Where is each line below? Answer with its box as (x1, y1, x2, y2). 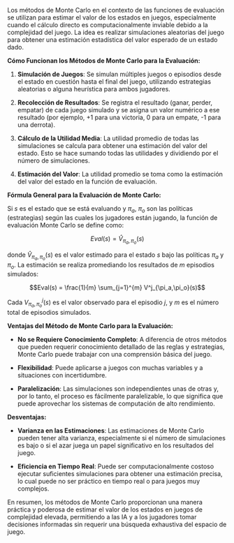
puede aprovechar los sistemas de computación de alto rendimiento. (17, 399, 215, 408)
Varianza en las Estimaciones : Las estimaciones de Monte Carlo (17, 426, 205, 435)
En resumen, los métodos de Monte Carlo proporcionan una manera (7, 498, 203, 506)
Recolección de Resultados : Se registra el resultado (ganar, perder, (17, 98, 213, 107)
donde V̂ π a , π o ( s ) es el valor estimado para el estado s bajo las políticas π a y (7, 251, 224, 262)
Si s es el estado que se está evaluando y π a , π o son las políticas (7, 204, 193, 214)
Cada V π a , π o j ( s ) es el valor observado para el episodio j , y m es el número (7, 297, 219, 309)
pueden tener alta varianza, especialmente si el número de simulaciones (17, 433, 226, 442)
